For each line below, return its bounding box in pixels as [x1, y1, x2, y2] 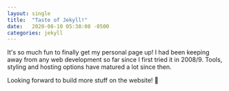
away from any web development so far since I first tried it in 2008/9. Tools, [7, 56, 223, 64]
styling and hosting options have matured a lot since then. [7, 63, 172, 71]
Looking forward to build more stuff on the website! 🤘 [7, 77, 159, 85]
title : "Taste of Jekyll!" [7, 17, 88, 23]
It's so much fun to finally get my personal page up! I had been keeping [7, 48, 210, 57]
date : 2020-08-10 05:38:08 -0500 [7, 23, 110, 30]
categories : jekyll [7, 29, 63, 37]
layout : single [7, 10, 51, 17]
